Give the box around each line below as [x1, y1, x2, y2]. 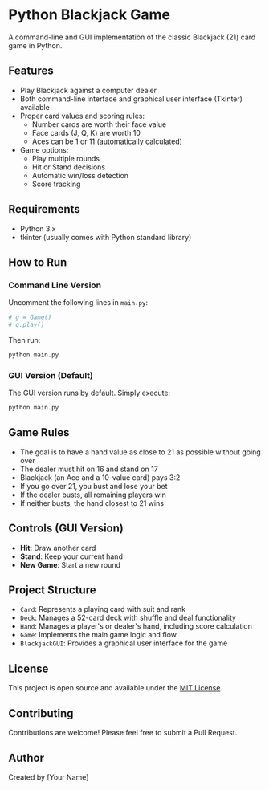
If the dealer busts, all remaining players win [19, 490, 167, 499]
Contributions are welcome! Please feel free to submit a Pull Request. [8, 728, 238, 738]
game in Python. [8, 40, 63, 50]
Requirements [8, 202, 80, 216]
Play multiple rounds [31, 153, 100, 163]
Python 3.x [19, 223, 56, 234]
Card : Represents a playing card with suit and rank [19, 605, 186, 614]
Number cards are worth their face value [31, 119, 167, 129]
